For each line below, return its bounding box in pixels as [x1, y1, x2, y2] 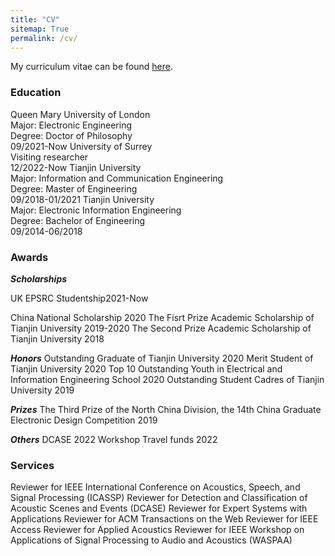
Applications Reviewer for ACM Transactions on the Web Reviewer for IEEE [10, 513, 319, 525]
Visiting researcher [10, 151, 89, 163]
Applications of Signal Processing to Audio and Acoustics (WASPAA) [10, 534, 293, 546]
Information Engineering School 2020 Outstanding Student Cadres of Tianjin [10, 373, 325, 385]
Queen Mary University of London [10, 108, 151, 120]
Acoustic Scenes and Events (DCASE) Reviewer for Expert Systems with [10, 502, 308, 515]
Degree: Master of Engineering [10, 182, 138, 195]
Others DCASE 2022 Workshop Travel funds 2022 [10, 433, 218, 445]
